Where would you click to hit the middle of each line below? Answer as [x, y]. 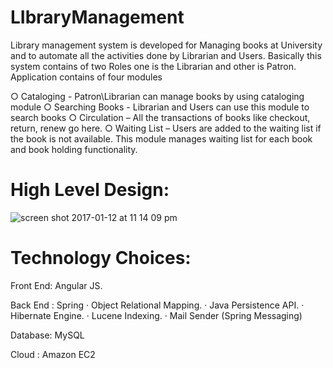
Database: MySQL [47, 335]
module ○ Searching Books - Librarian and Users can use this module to [160, 107]
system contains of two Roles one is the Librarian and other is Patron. [153, 66]
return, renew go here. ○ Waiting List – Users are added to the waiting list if [166, 128]
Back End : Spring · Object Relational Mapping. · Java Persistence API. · [157, 305]
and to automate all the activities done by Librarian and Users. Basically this [166, 55]
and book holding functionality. [74, 149]
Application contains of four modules [86, 77]
